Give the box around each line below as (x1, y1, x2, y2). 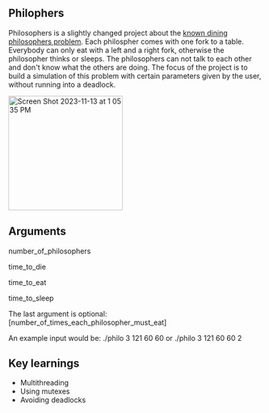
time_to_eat (8, 277, 47, 287)
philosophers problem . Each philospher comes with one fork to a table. (8, 36, 244, 46)
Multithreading (19, 378, 69, 388)
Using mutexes (19, 386, 70, 396)
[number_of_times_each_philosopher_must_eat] (8, 317, 167, 327)
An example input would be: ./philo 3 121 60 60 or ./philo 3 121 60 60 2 (8, 333, 242, 343)
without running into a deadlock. (8, 79, 116, 89)
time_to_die (8, 262, 47, 271)
